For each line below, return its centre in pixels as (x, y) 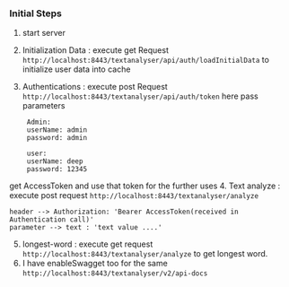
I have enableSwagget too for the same (95, 264)
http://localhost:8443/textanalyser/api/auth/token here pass (140, 96)
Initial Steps (36, 13)
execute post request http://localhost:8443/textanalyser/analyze (134, 196)
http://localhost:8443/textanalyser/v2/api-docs (115, 274)
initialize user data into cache (76, 69)
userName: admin (57, 130)
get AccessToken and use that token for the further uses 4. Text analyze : (145, 186)
